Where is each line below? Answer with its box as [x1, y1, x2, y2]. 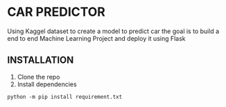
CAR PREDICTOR [7, 4, 105, 20]
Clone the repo [17, 72, 60, 81]
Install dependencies [17, 80, 78, 88]
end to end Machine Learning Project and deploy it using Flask [7, 34, 186, 42]
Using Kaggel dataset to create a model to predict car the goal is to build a [7, 27, 220, 35]
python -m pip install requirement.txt [7, 93, 123, 100]
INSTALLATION [7, 55, 74, 66]
